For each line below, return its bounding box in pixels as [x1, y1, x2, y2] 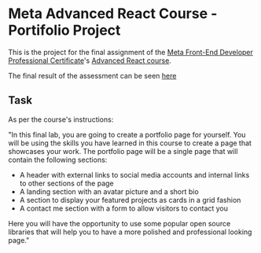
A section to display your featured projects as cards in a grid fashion [19, 195, 241, 204]
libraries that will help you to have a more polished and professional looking [8, 227, 252, 236]
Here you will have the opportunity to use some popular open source [8, 218, 231, 228]
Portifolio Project [8, 21, 121, 39]
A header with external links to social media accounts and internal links [19, 170, 250, 179]
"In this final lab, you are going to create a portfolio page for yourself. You [8, 130, 246, 139]
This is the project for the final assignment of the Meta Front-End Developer [8, 47, 254, 57]
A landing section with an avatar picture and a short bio [19, 186, 199, 196]
